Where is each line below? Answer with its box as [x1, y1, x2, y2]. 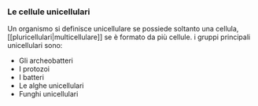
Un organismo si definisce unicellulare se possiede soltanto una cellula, [7, 24, 239, 34]
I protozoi [18, 64, 50, 74]
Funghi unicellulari [18, 90, 79, 99]
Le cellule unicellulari [7, 6, 90, 17]
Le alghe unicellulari [18, 81, 84, 90]
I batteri [18, 73, 45, 82]
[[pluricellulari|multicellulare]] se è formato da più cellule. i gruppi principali [7, 32, 251, 42]
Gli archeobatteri [18, 56, 74, 65]
